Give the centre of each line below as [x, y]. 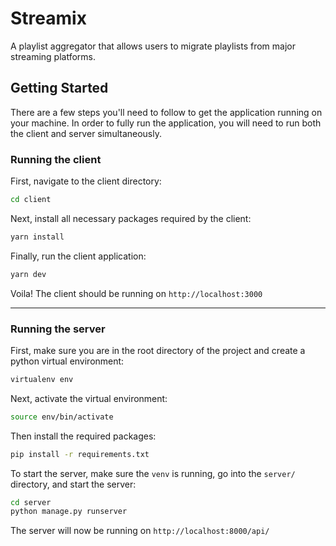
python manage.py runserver [69, 512]
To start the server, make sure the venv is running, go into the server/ [153, 473]
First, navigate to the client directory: [86, 181]
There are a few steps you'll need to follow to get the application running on [166, 112]
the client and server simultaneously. [86, 133]
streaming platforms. [53, 56]
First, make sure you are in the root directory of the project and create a [158, 350]
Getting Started [59, 88]
